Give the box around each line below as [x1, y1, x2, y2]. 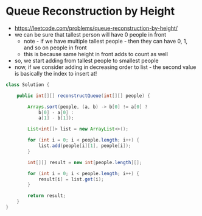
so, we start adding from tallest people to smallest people [14, 57, 159, 64]
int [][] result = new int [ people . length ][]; [27, 159, 142, 165]
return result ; [27, 193, 66, 199]
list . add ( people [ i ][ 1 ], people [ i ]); [38, 143, 131, 149]
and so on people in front [23, 44, 87, 51]
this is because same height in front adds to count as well [23, 50, 169, 57]
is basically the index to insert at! [14, 70, 97, 77]
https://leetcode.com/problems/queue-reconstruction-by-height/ [14, 24, 178, 32]
